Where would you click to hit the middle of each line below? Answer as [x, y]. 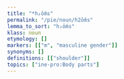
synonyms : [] [26, 52]
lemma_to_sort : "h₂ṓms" [41, 26]
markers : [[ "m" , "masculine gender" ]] [62, 45]
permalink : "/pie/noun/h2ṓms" [50, 20]
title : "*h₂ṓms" [30, 13]
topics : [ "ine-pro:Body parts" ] [53, 65]
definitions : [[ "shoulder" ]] [49, 58]
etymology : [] [27, 39]
